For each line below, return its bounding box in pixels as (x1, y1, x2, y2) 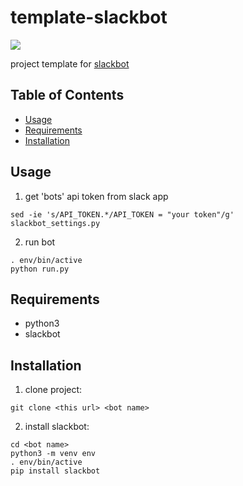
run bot (24, 236, 56, 248)
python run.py (10, 264, 70, 274)
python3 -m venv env (10, 449, 97, 459)
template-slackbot (10, 6, 168, 29)
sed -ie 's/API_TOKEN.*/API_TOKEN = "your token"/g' (10, 209, 235, 220)
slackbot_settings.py (10, 218, 101, 228)
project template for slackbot (10, 57, 130, 70)
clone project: (24, 384, 83, 396)
